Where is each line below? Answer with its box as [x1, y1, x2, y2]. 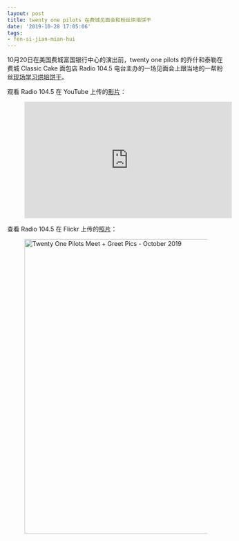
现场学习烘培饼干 [13, 73, 62, 82]
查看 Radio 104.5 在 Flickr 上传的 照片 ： [7, 225, 117, 234]
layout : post [7, 10, 45, 17]
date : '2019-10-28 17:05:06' [7, 23, 91, 30]
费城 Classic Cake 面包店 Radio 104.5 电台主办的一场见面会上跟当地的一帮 [7, 64, 218, 73]
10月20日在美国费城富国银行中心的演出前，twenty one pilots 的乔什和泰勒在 [7, 56, 223, 64]
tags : [7, 29, 23, 37]
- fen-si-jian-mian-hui [7, 36, 76, 43]
